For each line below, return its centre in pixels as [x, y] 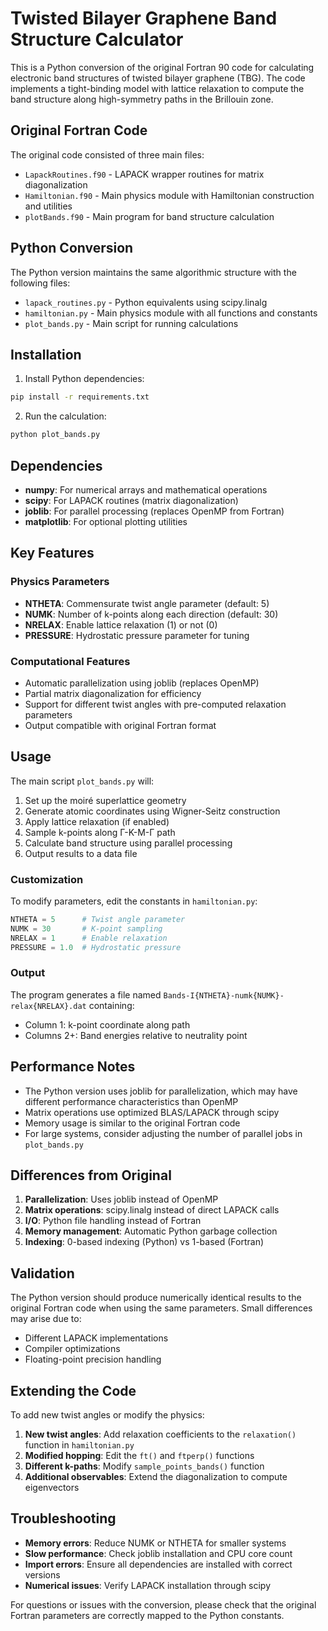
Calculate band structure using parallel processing [128, 843]
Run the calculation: [65, 416]
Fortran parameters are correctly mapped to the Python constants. [147, 1615]
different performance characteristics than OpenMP [131, 1101]
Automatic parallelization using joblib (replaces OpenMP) [142, 683]
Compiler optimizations [72, 1349]
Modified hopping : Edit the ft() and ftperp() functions [139, 1456]
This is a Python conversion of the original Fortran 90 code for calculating [162, 67]
